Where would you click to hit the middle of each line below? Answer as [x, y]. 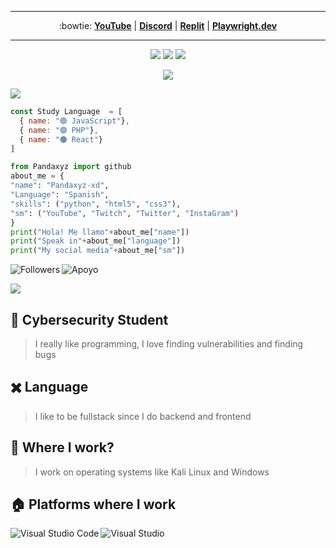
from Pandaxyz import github [71, 167]
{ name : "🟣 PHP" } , [59, 130]
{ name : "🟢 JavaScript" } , [74, 121]
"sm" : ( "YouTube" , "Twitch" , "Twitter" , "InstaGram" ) [125, 213]
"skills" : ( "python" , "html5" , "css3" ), [96, 204]
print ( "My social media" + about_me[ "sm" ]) [98, 251]
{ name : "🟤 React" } [61, 139]
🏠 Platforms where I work [93, 504]
